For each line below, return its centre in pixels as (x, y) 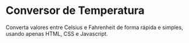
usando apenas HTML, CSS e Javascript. (57, 33)
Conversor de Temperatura (75, 11)
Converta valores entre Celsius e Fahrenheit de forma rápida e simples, (94, 27)
